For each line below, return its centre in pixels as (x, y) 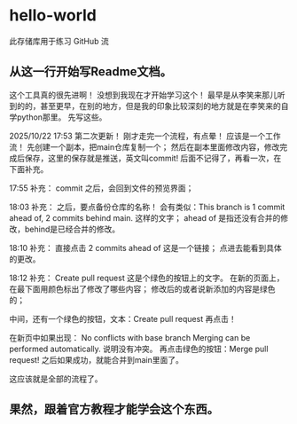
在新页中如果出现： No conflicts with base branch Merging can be (130, 337)
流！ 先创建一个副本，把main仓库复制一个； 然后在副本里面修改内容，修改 (145, 146)
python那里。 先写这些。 (62, 117)
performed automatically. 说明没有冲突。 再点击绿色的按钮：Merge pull (139, 349)
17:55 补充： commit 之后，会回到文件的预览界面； (102, 188)
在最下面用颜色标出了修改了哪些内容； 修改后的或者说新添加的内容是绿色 (142, 288)
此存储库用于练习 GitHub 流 (59, 41)
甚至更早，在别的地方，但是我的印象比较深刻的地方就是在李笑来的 (160, 106)
